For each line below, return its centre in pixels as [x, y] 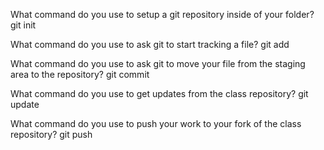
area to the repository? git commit [80, 74]
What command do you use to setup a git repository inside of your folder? [162, 14]
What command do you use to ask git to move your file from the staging [158, 63]
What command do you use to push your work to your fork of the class [156, 123]
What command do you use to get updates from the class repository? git [159, 93]
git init [23, 25]
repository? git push [51, 134]
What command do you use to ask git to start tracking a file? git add [150, 44]
